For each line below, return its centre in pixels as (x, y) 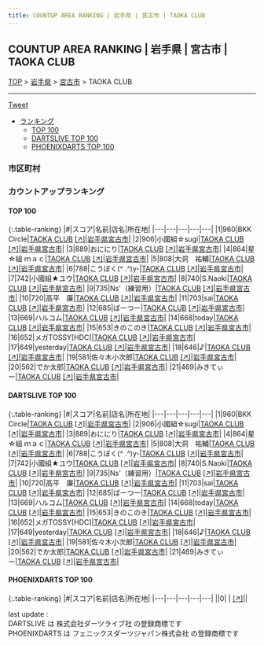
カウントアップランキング (56, 192)
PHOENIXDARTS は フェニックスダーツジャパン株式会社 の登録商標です (124, 633)
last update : (28, 614)
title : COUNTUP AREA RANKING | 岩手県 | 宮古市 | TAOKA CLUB (107, 15)
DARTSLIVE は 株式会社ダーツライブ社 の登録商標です (95, 623)
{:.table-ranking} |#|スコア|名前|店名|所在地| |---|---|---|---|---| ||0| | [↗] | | (128, 598)
